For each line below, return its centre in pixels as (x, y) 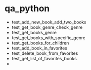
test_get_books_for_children (40, 43)
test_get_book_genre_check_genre (47, 27)
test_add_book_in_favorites (39, 48)
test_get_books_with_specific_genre (48, 38)
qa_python (27, 9)
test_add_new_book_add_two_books (49, 22)
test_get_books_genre (34, 32)
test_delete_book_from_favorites (45, 53)
